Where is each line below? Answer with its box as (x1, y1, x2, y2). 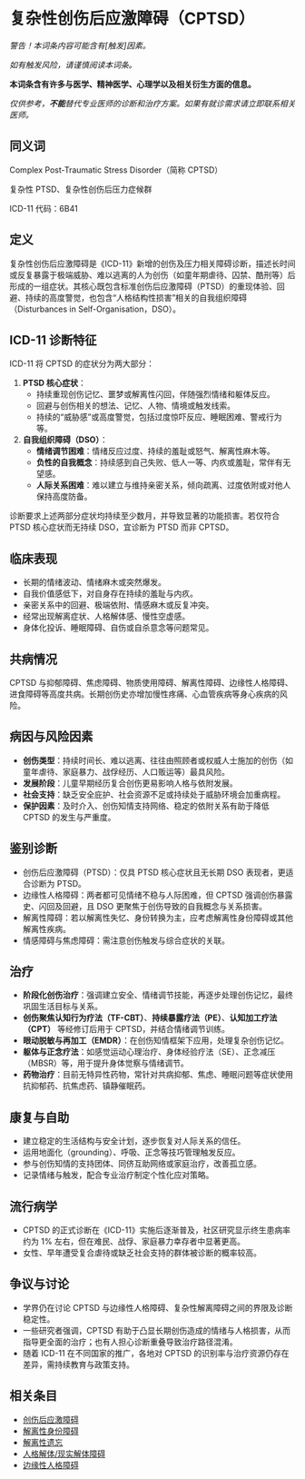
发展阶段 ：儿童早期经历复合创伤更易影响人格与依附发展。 (22, 778, 238, 789)
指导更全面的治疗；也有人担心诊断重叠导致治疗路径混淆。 (22, 1336, 238, 1347)
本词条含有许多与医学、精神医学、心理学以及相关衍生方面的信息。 (9, 78, 256, 89)
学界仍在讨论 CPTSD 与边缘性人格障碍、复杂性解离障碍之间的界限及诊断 (22, 1302, 293, 1313)
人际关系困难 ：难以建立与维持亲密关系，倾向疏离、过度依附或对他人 (35, 480, 291, 491)
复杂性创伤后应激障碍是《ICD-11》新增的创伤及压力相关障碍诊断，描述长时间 (9, 258, 296, 269)
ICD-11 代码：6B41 (9, 203, 79, 213)
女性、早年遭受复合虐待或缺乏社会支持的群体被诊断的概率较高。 (22, 1247, 261, 1258)
